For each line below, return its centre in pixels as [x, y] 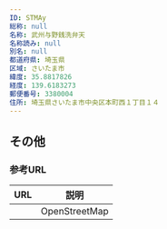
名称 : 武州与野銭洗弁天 [48, 35]
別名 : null [29, 52]
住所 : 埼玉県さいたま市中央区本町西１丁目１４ [84, 102]
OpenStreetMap [74, 212]
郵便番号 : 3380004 [42, 94]
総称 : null [29, 26]
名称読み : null [35, 43]
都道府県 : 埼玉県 [37, 60]
